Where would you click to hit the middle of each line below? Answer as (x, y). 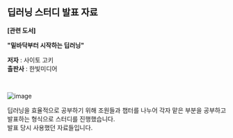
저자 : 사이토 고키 (31, 60)
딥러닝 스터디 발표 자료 (53, 12)
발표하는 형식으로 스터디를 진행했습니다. (61, 119)
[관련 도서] (22, 31)
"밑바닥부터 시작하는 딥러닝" (46, 45)
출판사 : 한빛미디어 (32, 69)
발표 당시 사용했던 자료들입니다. (50, 128)
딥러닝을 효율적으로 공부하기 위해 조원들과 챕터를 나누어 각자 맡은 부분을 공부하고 (117, 110)
